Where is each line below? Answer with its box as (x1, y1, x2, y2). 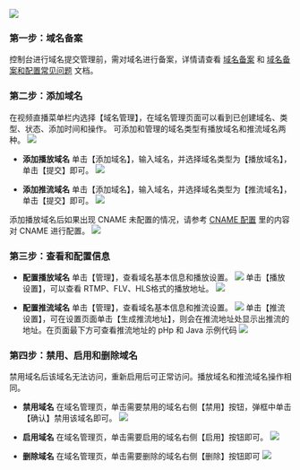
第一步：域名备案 (9, 31, 83, 44)
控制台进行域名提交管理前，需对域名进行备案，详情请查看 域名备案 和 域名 (9, 54, 283, 65)
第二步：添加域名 (9, 90, 83, 102)
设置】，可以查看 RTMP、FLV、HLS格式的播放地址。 (21, 283, 214, 293)
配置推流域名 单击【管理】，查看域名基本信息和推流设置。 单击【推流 (21, 301, 286, 313)
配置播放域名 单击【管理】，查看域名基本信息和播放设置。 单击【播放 (21, 272, 286, 283)
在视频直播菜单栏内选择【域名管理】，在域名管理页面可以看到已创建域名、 (9, 112, 280, 123)
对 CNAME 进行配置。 (9, 225, 90, 236)
